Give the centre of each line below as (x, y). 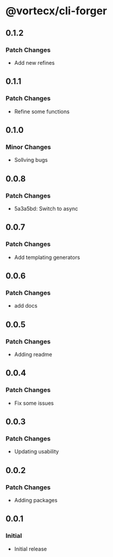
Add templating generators (47, 257)
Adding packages (36, 500)
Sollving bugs (31, 160)
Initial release (30, 549)
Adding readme (33, 354)
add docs (26, 306)
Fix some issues (34, 403)
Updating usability (36, 452)
